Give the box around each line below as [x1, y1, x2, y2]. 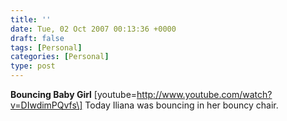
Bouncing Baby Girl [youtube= [10, 89, 138, 100]
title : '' [10, 14, 52, 25]
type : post [10, 61, 56, 71]
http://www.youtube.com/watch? [136, 89, 273, 100]
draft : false [10, 33, 65, 43]
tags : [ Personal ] [10, 42, 83, 53]
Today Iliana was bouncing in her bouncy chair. [84, 99, 279, 111]
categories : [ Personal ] [10, 52, 110, 62]
